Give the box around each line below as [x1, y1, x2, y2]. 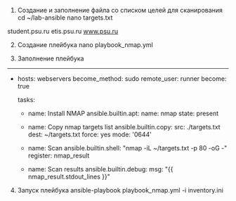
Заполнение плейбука [17, 54, 84, 63]
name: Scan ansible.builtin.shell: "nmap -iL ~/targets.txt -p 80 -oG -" [27, 144, 228, 152]
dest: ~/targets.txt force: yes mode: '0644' [27, 130, 152, 138]
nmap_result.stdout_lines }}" [27, 172, 111, 181]
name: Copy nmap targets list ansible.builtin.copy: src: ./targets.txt [27, 123, 221, 131]
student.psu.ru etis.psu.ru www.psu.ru [7, 27, 119, 35]
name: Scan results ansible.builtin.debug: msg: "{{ [27, 165, 173, 173]
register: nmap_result [27, 151, 90, 160]
